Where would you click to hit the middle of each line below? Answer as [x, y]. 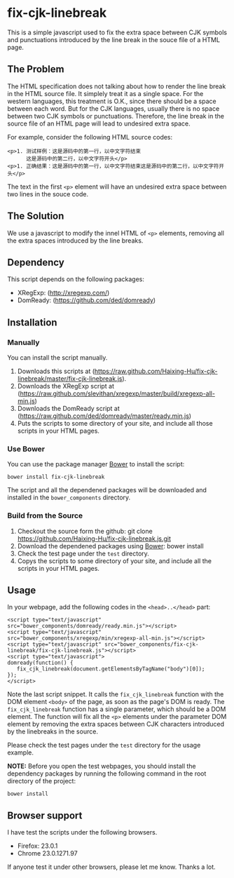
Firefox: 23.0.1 [37, 846]
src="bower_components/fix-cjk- [151, 644]
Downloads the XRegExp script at [66, 386]
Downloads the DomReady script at [69, 409]
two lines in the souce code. [48, 194]
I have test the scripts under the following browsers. [82, 832]
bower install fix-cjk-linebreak [56, 477]
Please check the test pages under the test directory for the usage [104, 745]
